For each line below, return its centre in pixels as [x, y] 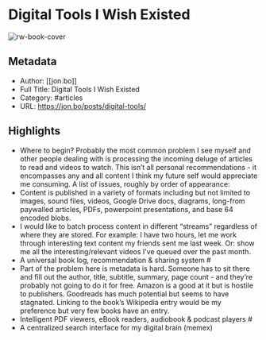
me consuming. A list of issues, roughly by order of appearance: [125, 184]
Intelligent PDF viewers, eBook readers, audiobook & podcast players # [136, 319]
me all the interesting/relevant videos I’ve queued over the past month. [135, 251]
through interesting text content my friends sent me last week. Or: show [137, 243]
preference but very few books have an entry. [94, 311]
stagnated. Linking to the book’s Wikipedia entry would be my [121, 302]
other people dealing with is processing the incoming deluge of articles [136, 158]
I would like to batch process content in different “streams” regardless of [139, 226]
